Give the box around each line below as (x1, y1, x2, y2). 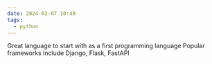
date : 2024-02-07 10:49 (7, 10, 76, 17)
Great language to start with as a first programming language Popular (7, 42, 206, 50)
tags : (7, 17, 23, 23)
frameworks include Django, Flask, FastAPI (7, 49, 130, 57)
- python (13, 23, 39, 30)
